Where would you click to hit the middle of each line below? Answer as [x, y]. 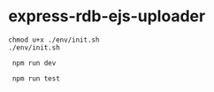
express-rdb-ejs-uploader [107, 16]
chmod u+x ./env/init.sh [54, 40]
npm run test [36, 78]
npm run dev [34, 63]
